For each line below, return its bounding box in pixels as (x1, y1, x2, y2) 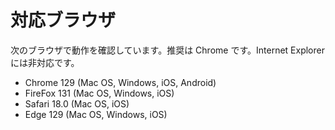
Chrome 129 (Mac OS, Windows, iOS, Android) (24, 76, 217, 88)
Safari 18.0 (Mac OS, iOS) (24, 97, 130, 110)
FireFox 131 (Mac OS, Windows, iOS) (24, 87, 175, 99)
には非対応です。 (10, 56, 80, 68)
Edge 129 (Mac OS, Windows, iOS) (24, 108, 168, 120)
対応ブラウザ (10, 9, 117, 32)
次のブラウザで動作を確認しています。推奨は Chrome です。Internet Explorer (10, 44, 325, 56)
